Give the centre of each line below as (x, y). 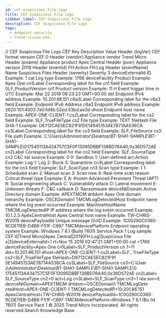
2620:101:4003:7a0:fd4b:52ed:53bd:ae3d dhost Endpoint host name (75, 109)
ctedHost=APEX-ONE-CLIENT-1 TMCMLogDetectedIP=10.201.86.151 (75, 289)
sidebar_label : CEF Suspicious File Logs (49, 19)
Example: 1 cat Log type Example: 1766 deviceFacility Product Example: (78, 78)
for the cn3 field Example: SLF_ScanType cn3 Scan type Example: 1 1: (76, 167)
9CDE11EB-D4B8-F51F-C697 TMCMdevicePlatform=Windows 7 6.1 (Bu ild (80, 300)
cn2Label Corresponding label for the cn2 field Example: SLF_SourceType (81, 152)
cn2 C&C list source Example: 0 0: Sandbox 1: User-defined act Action (77, 157)
